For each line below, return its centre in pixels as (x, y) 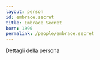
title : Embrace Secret (34, 23)
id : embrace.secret (30, 17)
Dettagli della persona (33, 50)
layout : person (25, 12)
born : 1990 (19, 28)
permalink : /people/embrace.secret (50, 34)
